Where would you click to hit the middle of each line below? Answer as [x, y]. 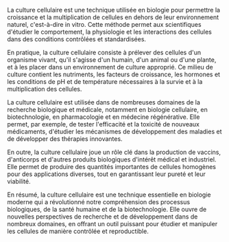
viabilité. [19, 181]
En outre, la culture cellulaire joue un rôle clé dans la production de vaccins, [114, 152]
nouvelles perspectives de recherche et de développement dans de [103, 217]
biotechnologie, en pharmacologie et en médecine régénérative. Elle [104, 117]
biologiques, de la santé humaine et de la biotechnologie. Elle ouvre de [107, 209]
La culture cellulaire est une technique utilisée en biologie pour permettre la [114, 10]
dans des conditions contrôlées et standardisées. [76, 39]
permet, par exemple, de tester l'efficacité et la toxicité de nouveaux [104, 124]
